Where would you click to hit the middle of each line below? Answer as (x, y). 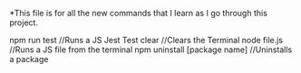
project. (24, 23)
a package (29, 59)
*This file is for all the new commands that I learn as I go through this (138, 13)
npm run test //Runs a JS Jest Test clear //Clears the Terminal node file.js (146, 40)
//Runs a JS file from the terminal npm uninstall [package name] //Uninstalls (151, 50)
